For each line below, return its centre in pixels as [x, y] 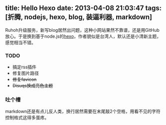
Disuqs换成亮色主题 [33, 86]
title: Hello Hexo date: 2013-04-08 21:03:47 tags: [83, 8]
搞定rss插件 [24, 67]
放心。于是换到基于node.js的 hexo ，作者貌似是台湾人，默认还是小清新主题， [83, 36]
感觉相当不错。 [20, 42]
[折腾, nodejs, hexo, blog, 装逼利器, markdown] [79, 17]
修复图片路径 [25, 73]
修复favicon [24, 79]
